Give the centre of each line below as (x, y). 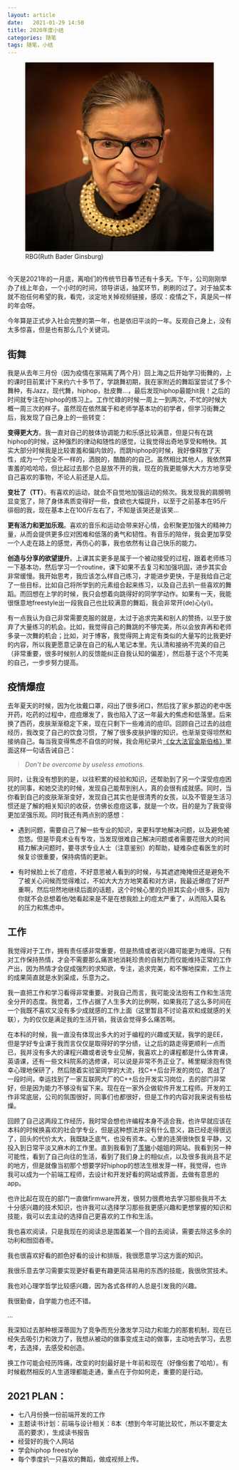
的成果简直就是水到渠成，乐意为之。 (60, 977)
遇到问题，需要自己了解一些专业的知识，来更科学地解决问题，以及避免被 (123, 830)
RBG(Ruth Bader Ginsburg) (64, 257)
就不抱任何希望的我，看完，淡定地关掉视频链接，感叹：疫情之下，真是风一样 (119, 297)
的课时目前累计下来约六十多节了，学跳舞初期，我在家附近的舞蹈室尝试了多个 (119, 381)
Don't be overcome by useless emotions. (85, 764)
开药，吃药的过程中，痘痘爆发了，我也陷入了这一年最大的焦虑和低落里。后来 (119, 714)
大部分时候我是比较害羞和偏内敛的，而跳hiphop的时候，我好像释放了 (114, 450)
